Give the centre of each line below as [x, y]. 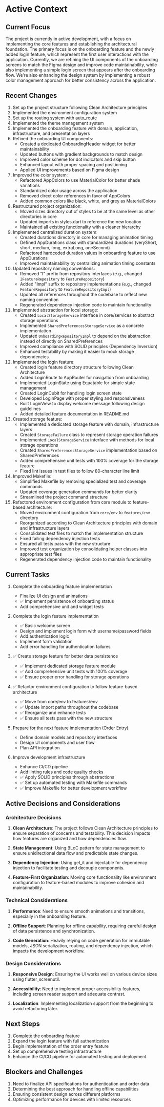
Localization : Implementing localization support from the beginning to [83, 1003]
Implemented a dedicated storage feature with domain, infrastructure [89, 424]
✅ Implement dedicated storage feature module [68, 666]
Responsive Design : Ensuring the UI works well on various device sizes [85, 974]
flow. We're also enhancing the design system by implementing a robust [78, 75]
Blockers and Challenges [44, 1072]
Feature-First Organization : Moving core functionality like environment [84, 877]
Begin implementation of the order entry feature [61, 1046]
